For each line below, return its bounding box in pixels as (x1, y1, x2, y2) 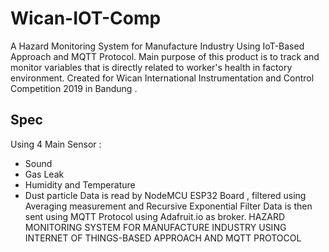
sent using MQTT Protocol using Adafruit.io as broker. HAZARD (24, 210, 286, 222)
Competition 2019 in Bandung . (10, 82, 138, 94)
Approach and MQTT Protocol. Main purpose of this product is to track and (10, 50, 320, 62)
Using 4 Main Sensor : (10, 138, 102, 150)
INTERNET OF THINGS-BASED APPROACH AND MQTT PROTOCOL (24, 232, 302, 244)
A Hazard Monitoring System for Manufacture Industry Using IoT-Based (10, 40, 305, 52)
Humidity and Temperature (24, 178, 136, 191)
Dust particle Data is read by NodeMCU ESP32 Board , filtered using (24, 189, 307, 201)
